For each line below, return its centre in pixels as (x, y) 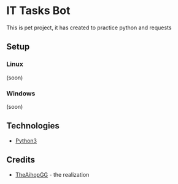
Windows (21, 94)
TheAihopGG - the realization (52, 174)
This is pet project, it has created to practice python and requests (89, 28)
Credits (21, 160)
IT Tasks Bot (38, 11)
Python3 (26, 141)
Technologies (33, 126)
